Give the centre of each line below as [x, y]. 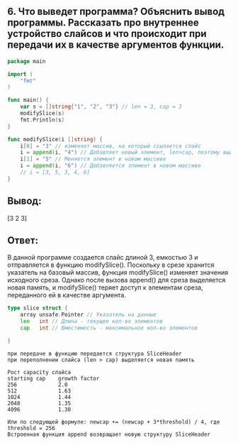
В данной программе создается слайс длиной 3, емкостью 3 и [103, 258]
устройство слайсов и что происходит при [107, 34]
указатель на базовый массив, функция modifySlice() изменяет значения [118, 273]
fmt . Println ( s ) [42, 120]
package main [27, 61]
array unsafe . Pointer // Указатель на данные [89, 315]
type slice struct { [38, 308]
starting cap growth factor [53, 378]
